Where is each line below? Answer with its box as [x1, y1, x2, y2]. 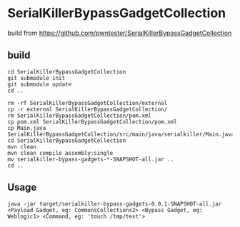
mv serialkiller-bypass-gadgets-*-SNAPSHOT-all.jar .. [7, 156, 174, 163]
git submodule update [7, 81, 72, 88]
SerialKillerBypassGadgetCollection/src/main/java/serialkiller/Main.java [7, 131, 235, 138]
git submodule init [7, 74, 66, 81]
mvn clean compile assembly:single [7, 149, 114, 156]
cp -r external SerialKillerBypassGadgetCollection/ [7, 106, 168, 113]
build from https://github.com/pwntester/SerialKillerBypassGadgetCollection [7, 29, 232, 37]
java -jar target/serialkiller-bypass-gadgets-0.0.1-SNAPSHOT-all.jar [7, 200, 222, 208]
